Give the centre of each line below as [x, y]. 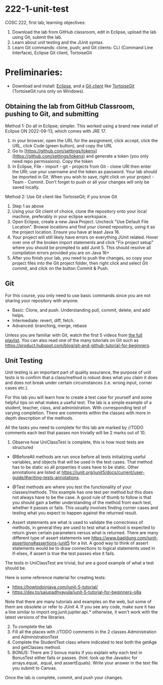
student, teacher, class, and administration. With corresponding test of [76, 408]
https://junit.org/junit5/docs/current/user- [103, 472]
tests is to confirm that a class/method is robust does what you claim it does [81, 378]
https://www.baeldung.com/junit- [125, 538]
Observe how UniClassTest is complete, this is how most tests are [78, 442]
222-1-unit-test [37, 9]
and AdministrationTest [35, 637]
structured [22, 447]
